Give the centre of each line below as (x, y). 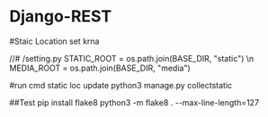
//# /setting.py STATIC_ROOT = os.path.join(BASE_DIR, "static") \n (132, 58)
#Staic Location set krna (54, 41)
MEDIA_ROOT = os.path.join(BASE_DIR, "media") (100, 68)
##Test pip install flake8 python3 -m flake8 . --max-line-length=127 (134, 102)
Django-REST (61, 17)
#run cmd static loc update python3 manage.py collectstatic (121, 85)
